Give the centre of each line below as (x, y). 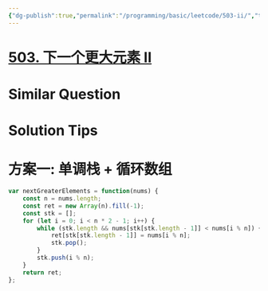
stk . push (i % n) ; (65, 258)
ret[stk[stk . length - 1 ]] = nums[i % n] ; (121, 235)
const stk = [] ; (50, 213)
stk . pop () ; (69, 243)
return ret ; (42, 272)
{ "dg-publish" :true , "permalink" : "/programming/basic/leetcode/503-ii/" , (132, 16)
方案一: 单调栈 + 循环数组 (91, 170)
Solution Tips (53, 131)
